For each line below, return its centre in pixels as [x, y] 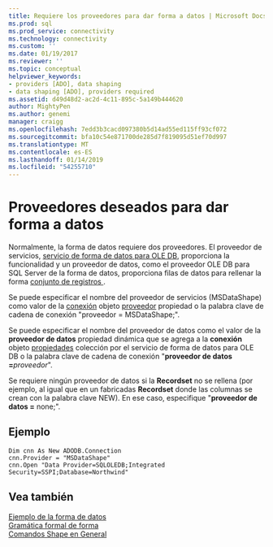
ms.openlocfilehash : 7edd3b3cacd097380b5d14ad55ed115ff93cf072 [118, 129]
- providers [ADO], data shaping [65, 84]
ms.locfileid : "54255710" [52, 167]
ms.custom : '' [32, 46]
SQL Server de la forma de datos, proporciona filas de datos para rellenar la [135, 273]
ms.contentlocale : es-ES [50, 152]
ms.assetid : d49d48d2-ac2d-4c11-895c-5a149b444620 [96, 99]
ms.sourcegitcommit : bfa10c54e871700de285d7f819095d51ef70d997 [118, 137]
